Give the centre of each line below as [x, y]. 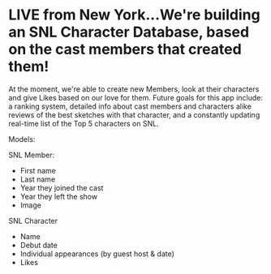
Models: [22, 139]
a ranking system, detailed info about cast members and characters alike [130, 106]
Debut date [39, 245]
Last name [38, 179]
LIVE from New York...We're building [135, 15]
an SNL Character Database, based [129, 32]
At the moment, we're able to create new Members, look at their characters [134, 89]
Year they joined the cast [62, 187]
